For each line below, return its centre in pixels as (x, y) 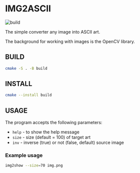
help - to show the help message (46, 132)
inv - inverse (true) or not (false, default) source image (68, 143)
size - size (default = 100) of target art (51, 137)
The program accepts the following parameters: (54, 123)
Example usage (24, 155)
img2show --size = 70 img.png (34, 166)
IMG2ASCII (28, 9)
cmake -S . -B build (26, 68)
